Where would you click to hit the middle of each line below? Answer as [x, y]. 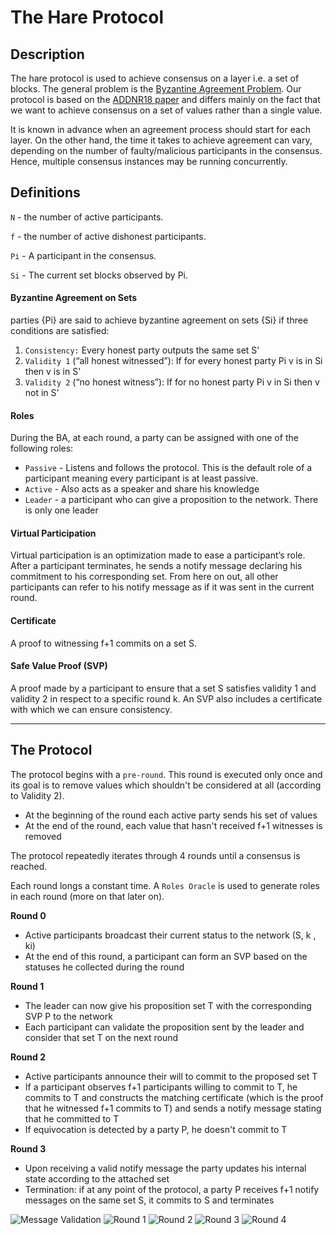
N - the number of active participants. [87, 217]
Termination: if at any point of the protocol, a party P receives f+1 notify [172, 1189]
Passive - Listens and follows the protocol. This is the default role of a [168, 468]
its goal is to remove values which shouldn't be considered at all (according [166, 785]
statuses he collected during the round [104, 967]
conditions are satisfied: [60, 331]
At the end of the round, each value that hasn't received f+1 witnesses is [173, 825]
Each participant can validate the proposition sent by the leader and [164, 1027]
